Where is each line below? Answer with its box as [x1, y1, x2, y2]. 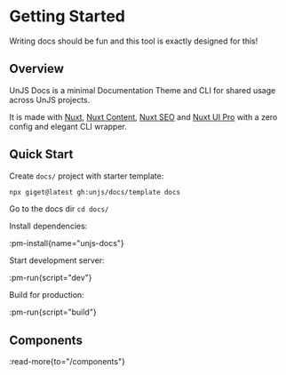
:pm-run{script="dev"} [9, 273, 92, 283]
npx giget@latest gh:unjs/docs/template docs [9, 187, 180, 196]
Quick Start [9, 147, 74, 162]
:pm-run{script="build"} [9, 307, 97, 317]
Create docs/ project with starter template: [9, 171, 164, 181]
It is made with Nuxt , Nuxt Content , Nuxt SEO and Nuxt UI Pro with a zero [9, 111, 278, 122]
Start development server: [9, 255, 105, 266]
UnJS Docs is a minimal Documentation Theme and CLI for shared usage [9, 84, 276, 95]
